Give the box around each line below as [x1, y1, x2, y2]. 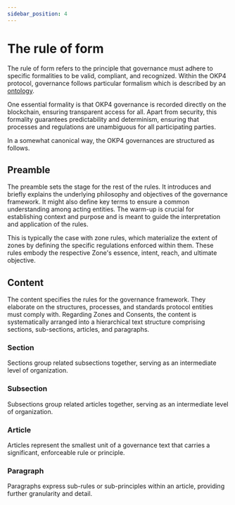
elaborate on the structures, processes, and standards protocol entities [7, 303, 213, 311]
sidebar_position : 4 [7, 10, 68, 18]
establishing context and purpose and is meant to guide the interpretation [7, 213, 221, 221]
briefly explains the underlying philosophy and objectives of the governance [7, 190, 228, 199]
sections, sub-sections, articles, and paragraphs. [7, 325, 150, 334]
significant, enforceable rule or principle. [7, 449, 125, 457]
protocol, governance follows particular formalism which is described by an [7, 79, 227, 87]
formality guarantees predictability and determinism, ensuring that [7, 115, 199, 123]
